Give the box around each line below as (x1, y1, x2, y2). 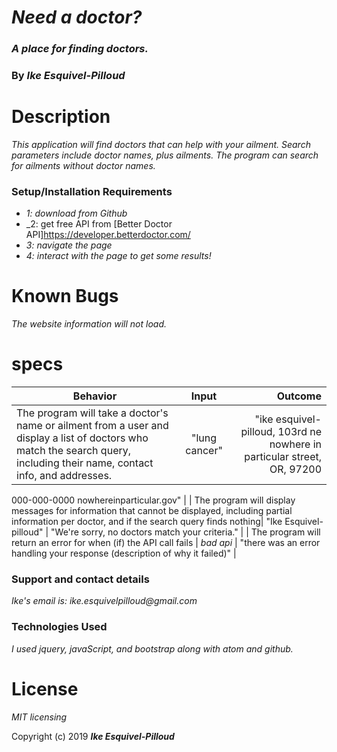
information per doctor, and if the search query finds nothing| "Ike (11, 516, 283, 528)
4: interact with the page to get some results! (25, 250, 212, 262)
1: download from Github (25, 207, 128, 220)
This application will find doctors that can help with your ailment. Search (11, 138, 311, 150)
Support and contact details (11, 572, 150, 586)
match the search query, (16, 444, 132, 458)
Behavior (72, 389, 118, 403)
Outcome (276, 389, 322, 403)
